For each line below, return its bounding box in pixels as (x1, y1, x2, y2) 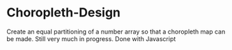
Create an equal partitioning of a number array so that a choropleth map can (6, 27, 226, 36)
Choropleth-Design (6, 5, 121, 21)
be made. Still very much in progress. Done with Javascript (6, 34, 176, 42)
